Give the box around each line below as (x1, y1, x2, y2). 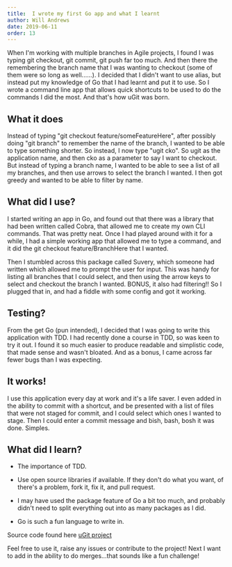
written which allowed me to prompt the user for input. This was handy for (7, 265, 219, 273)
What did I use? (7, 196, 76, 208)
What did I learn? (7, 443, 82, 456)
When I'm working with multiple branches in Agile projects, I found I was (7, 49, 214, 57)
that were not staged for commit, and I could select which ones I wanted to (7, 408, 222, 417)
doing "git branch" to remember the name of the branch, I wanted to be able (7, 139, 226, 147)
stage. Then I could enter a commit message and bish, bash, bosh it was (7, 416, 215, 424)
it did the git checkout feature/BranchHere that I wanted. (7, 244, 169, 253)
